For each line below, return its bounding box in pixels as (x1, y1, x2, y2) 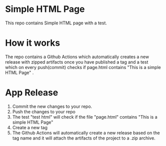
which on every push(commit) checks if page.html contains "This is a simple (5, 64, 161, 70)
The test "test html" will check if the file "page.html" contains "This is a (12, 114, 158, 120)
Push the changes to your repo (12, 108, 76, 115)
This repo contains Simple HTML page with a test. (5, 20, 108, 26)
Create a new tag (12, 124, 48, 130)
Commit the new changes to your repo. (12, 103, 93, 109)
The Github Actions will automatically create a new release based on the (12, 130, 160, 136)
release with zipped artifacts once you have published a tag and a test (5, 59, 149, 65)
